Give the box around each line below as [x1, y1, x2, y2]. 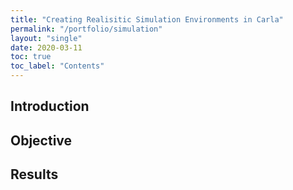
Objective [10, 132, 73, 149]
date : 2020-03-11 [10, 42, 83, 53]
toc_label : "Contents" [10, 61, 105, 71]
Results [10, 166, 59, 183]
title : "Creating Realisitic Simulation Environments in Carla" [10, 14, 284, 25]
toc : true [10, 52, 52, 62]
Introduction [10, 98, 90, 115]
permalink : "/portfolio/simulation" [10, 24, 163, 34]
